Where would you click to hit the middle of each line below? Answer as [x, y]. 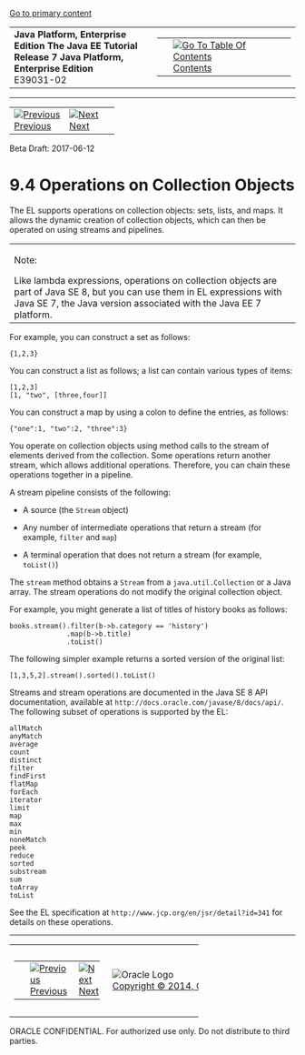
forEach [24, 792]
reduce [22, 855]
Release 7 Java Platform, [69, 57]
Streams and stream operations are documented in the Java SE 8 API [138, 692]
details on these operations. [61, 921]
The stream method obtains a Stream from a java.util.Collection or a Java [151, 582]
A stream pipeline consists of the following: [90, 492]
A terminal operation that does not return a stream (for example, [142, 555]
